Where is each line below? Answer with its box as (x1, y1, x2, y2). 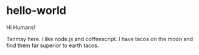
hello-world (6, 4, 67, 18)
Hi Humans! (6, 24, 36, 31)
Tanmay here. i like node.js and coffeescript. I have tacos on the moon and (6, 35, 194, 42)
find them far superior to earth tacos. (6, 42, 99, 49)
